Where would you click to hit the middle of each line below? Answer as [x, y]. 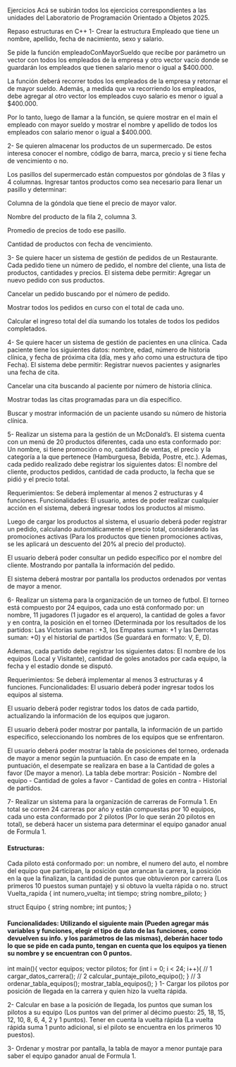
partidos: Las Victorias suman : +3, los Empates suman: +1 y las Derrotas [113, 630]
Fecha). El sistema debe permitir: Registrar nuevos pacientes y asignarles [114, 365]
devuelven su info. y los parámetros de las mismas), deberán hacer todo [115, 938]
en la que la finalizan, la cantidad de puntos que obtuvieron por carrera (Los [117, 878]
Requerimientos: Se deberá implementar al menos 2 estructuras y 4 [105, 493]
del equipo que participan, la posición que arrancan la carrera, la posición [114, 871]
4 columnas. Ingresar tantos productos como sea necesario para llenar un [114, 182]
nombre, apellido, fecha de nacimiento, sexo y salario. [86, 39]
